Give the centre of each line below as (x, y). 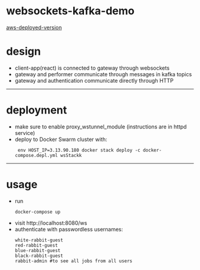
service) (25, 133)
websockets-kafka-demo (71, 11)
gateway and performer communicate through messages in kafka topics (103, 74)
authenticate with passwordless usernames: (69, 229)
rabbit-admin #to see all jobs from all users (74, 261)
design (24, 51)
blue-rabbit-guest (37, 250)
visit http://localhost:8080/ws (51, 223)
